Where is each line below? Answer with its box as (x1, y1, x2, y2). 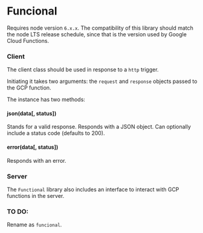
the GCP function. (7, 84, 51, 91)
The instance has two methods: (7, 96, 85, 103)
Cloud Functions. (7, 37, 50, 44)
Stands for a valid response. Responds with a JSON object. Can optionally (7, 123, 191, 131)
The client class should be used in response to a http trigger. (7, 66, 159, 73)
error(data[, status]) (7, 143, 59, 151)
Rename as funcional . (7, 221, 62, 228)
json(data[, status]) (7, 110, 57, 117)
